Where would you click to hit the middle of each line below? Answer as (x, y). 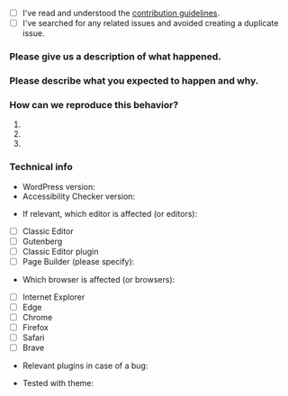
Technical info (41, 167)
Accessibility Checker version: (79, 196)
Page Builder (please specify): (78, 261)
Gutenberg (42, 241)
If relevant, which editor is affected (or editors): (110, 213)
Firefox (36, 327)
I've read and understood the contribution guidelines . (121, 13)
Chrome (37, 317)
